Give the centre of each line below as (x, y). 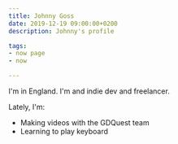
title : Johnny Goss (41, 16)
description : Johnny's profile (61, 31)
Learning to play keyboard (64, 131)
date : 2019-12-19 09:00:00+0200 (63, 24)
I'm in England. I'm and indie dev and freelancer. (89, 91)
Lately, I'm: (27, 107)
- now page (27, 54)
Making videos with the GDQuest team (85, 122)
